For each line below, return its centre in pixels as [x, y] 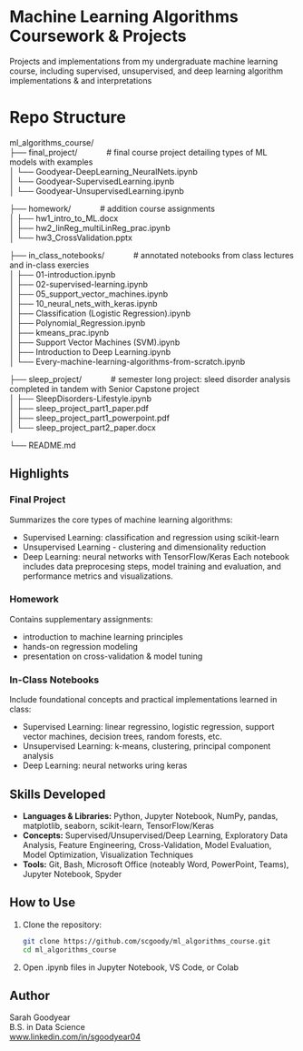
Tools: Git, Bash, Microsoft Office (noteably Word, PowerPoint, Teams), [156, 864]
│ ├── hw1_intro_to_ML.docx [64, 218]
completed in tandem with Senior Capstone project [104, 389]
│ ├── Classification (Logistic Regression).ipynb [100, 313]
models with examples [51, 162]
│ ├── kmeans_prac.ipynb [59, 332]
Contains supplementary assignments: [81, 619]
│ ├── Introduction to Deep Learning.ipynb [90, 351]
